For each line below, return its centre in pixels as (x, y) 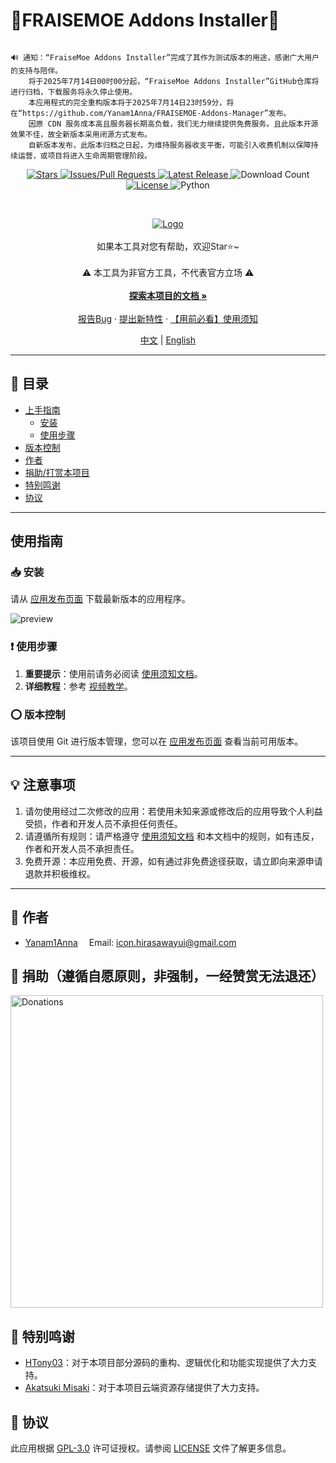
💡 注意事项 (43, 785)
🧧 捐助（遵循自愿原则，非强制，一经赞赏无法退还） (167, 976)
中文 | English (168, 340)
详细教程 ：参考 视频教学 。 (78, 686)
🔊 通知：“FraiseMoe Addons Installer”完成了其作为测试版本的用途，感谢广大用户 (165, 57)
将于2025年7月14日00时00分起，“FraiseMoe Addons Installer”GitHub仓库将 (174, 81)
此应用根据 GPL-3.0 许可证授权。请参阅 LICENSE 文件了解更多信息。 (151, 1448)
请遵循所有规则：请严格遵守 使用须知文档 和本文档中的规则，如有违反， (172, 836)
